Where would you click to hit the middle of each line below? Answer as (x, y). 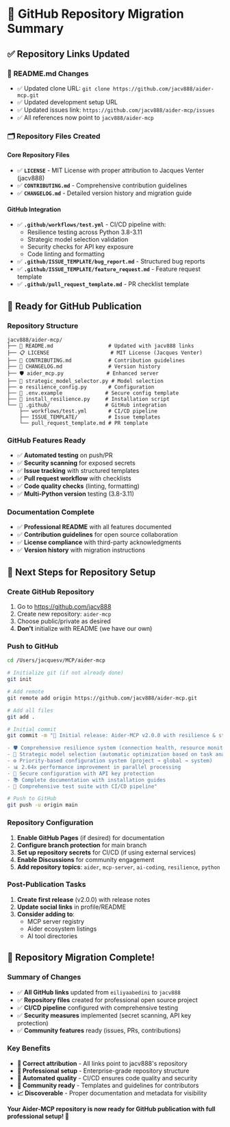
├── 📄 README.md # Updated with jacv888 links (101, 346)
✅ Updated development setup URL (67, 102)
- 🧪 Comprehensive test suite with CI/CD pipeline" (82, 786)
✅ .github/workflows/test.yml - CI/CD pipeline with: (91, 224)
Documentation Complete (51, 512)
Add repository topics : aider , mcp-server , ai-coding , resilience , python (118, 867)
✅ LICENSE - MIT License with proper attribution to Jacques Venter (110, 170)
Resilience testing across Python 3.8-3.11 (85, 232)
